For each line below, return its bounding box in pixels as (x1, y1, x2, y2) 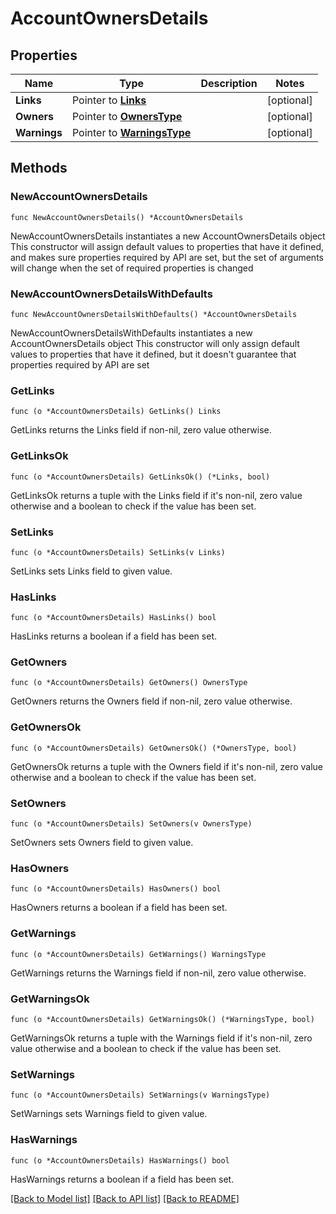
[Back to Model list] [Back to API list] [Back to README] (10, 1192, 240, 1204)
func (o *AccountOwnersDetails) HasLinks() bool (10, 613, 217, 623)
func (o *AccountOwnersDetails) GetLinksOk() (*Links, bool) (10, 472, 271, 482)
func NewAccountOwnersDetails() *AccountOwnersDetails (10, 212, 244, 222)
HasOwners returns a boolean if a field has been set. (10, 902, 228, 914)
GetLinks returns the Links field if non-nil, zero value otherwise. (10, 424, 272, 436)
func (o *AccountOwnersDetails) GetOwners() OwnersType (10, 678, 248, 688)
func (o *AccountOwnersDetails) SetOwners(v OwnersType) (10, 819, 253, 829)
